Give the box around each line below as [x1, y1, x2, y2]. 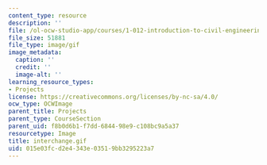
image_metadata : [8, 48, 62, 56]
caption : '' [15, 56, 56, 64]
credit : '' [15, 63, 52, 71]
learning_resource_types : [8, 78, 94, 86]
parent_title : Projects [8, 108, 87, 116]
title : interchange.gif [8, 136, 87, 145]
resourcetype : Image [8, 129, 77, 137]
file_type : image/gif [8, 41, 80, 49]
